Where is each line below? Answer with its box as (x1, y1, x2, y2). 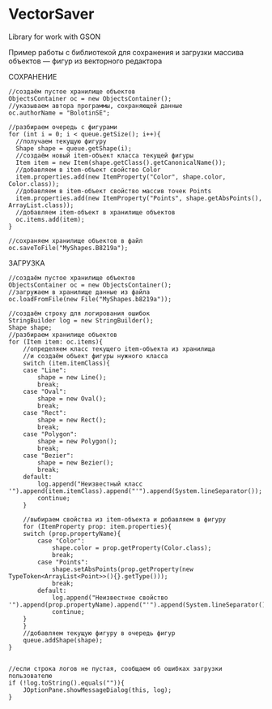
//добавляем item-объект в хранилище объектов (15, 208, 176, 216)
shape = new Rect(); (37, 416, 107, 424)
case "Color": (37, 537, 85, 545)
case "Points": (37, 558, 89, 566)
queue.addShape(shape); (23, 636, 104, 644)
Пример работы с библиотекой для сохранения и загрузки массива (8, 47, 244, 57)
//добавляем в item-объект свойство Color (15, 166, 161, 174)
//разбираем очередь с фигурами (8, 123, 117, 131)
